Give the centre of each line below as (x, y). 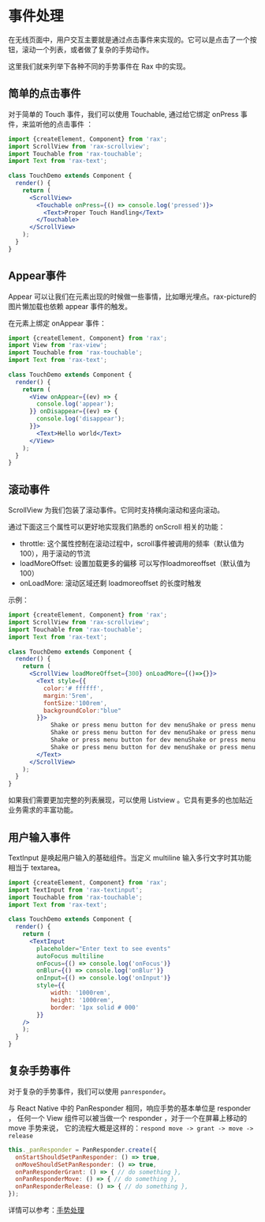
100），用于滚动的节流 (55, 553)
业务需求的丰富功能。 (43, 810)
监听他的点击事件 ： (61, 124)
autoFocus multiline (70, 956)
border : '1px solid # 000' (95, 1007)
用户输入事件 (39, 837)
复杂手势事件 (39, 1071)
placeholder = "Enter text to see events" (104, 949)
